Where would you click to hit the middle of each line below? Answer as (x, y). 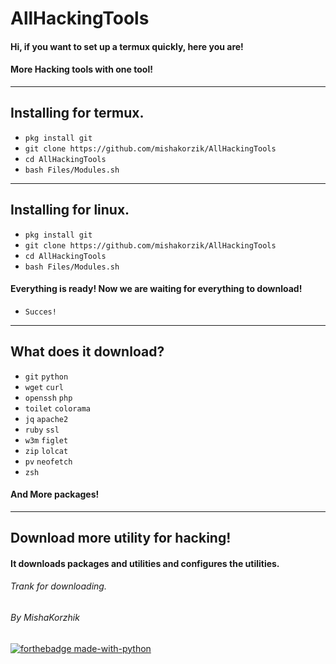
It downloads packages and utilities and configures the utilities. (145, 563)
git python (46, 377)
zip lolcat (46, 451)
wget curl (44, 387)
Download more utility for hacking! (121, 538)
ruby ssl (42, 430)
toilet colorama (57, 408)
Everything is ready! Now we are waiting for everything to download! (156, 289)
